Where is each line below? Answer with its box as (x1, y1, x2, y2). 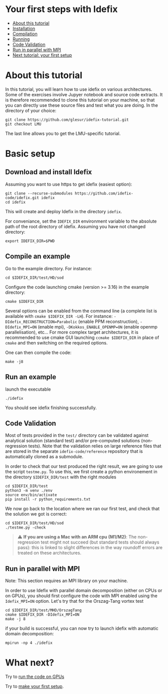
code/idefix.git (5, 195, 39, 200)
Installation (12, 25, 36, 31)
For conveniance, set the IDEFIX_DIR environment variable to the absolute (5, 218, 157, 224)
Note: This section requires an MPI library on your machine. (5, 578, 128, 584)
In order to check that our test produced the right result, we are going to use (5, 463, 163, 469)
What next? (5, 657, 54, 668)
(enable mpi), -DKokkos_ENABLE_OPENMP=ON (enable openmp (38, 323, 158, 329)
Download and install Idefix (5, 168, 92, 177)
